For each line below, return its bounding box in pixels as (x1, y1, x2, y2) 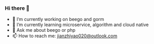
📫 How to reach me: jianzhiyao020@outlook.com (12, 33, 118, 39)
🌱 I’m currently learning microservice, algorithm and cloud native (12, 21, 149, 28)
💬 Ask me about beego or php (12, 27, 76, 33)
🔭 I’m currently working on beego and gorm (12, 16, 104, 23)
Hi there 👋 (5, 5, 30, 12)
